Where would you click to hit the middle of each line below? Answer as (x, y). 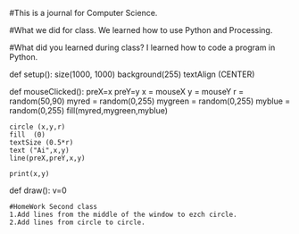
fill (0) (28, 135)
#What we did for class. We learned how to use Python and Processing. (141, 30)
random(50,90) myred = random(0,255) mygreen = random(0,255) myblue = (150, 101)
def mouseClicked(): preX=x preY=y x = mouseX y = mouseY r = (127, 92)
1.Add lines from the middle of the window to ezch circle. (124, 214)
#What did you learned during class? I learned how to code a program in (142, 47)
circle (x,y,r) (37, 127)
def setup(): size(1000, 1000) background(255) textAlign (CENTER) (132, 74)
